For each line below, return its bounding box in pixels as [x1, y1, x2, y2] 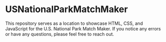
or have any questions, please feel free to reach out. [5, 31, 114, 37]
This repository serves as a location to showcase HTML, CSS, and [5, 20, 143, 26]
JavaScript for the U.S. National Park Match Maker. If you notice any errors [5, 25, 161, 31]
